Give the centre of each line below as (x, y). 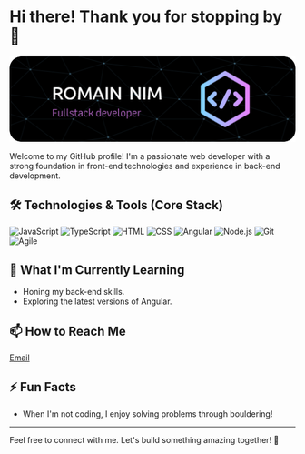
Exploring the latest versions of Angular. (97, 301)
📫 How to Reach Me (68, 331)
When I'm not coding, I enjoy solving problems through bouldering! (148, 414)
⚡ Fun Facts (43, 387)
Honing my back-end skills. (74, 292)
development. (35, 176)
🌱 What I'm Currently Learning (97, 270)
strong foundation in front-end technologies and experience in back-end (145, 166)
